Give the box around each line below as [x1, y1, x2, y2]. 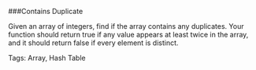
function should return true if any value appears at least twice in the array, [8, 30, 249, 39]
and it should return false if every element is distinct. [8, 38, 179, 47]
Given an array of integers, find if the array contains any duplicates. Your [8, 22, 244, 30]
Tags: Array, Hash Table [8, 54, 86, 62]
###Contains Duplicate [8, 7, 83, 16]
